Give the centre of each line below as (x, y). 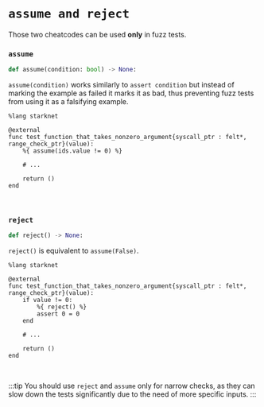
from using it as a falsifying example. (68, 102)
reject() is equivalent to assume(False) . (74, 251)
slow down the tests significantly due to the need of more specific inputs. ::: (132, 394)
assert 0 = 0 (58, 314)
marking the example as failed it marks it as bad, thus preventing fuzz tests (131, 93)
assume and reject (69, 14)
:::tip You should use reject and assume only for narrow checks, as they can (132, 386)
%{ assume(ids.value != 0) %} (73, 151)
